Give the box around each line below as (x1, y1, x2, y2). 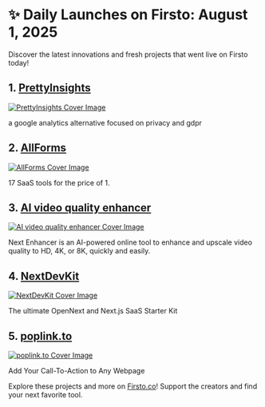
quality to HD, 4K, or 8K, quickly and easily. (8, 246, 151, 256)
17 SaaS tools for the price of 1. (8, 178, 110, 187)
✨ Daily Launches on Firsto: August (8, 6, 248, 24)
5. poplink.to (8, 329, 73, 343)
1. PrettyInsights (8, 82, 91, 95)
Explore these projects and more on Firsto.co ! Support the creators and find (8, 381, 258, 391)
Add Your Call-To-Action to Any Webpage (8, 366, 145, 375)
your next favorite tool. (8, 390, 83, 399)
